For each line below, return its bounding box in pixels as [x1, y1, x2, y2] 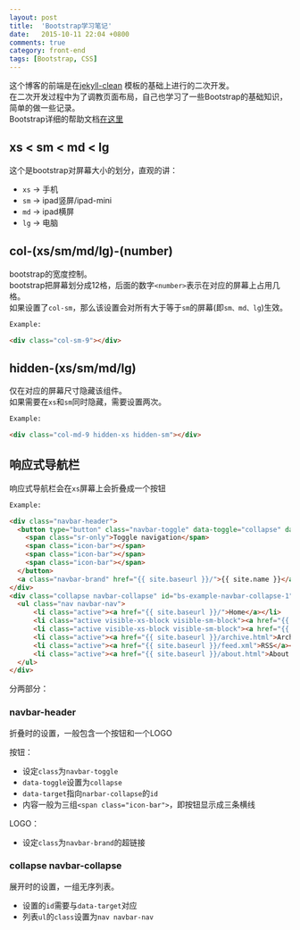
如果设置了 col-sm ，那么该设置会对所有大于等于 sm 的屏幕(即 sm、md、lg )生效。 [9, 302, 288, 312]
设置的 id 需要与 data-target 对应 [21, 900, 137, 910]
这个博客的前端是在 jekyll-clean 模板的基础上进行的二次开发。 [9, 80, 235, 90]
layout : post [9, 12, 58, 22]
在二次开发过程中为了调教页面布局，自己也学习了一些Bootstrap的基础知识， [9, 91, 288, 102]
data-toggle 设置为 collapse [21, 776, 122, 787]
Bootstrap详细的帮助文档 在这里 [9, 113, 124, 124]
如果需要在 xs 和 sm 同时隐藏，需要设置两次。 [9, 396, 167, 407]
